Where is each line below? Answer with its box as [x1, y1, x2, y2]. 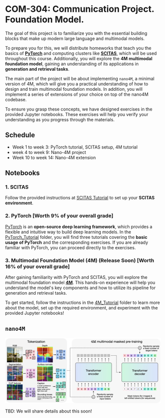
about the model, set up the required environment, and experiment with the [5, 305, 158, 311]
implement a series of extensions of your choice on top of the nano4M [5, 91, 149, 97]
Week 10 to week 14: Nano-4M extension [12, 154, 96, 160]
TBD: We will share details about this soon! [5, 408, 92, 414]
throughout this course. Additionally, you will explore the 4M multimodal [5, 55, 153, 61]
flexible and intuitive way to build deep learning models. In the [5, 228, 131, 235]
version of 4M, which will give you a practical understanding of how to [5, 80, 148, 87]
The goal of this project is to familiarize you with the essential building [5, 30, 147, 36]
